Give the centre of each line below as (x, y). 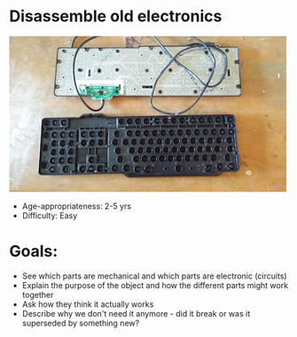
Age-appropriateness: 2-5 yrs (76, 206)
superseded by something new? (81, 323)
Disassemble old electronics (116, 16)
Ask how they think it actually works (88, 304)
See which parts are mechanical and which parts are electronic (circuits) (154, 276)
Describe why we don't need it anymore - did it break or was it (136, 313)
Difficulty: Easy (50, 216)
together (38, 294)
